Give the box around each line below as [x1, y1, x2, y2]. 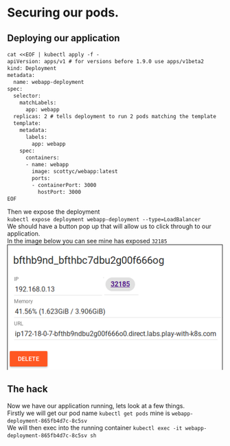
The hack [7, 383, 48, 395]
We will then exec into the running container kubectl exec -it [7, 423, 183, 432]
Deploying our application [7, 32, 120, 44]
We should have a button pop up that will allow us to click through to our [7, 222, 211, 230]
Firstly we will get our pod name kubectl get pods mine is [7, 409, 170, 417]
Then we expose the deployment [7, 208, 100, 216]
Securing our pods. [7, 5, 119, 21]
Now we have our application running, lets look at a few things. [7, 401, 185, 410]
